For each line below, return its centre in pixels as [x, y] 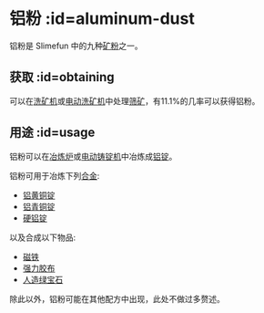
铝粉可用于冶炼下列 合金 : [55, 175]
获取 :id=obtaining [62, 77]
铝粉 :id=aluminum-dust [102, 19]
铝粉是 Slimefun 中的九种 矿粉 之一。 [76, 46]
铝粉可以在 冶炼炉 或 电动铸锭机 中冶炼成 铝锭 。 [93, 156]
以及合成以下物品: [43, 237]
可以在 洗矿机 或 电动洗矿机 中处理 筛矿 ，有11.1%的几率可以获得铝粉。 [135, 100]
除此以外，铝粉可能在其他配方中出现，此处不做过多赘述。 [117, 298]
